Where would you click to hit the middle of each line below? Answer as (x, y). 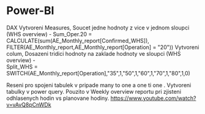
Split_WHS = (22, 66)
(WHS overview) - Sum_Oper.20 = (49, 34)
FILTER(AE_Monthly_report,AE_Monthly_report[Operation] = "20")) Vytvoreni (103, 47)
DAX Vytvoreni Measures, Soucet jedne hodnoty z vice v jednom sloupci (98, 28)
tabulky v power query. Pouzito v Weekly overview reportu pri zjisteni (94, 91)
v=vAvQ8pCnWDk (29, 104)
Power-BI (30, 11)
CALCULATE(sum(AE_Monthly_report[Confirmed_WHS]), (78, 40)
